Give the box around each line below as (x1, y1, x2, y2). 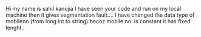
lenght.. (5, 24, 25, 31)
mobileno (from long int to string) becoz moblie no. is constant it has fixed (5, 18, 191, 24)
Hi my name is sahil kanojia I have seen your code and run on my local (5, 5, 182, 12)
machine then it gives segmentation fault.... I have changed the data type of (5, 11, 195, 18)
